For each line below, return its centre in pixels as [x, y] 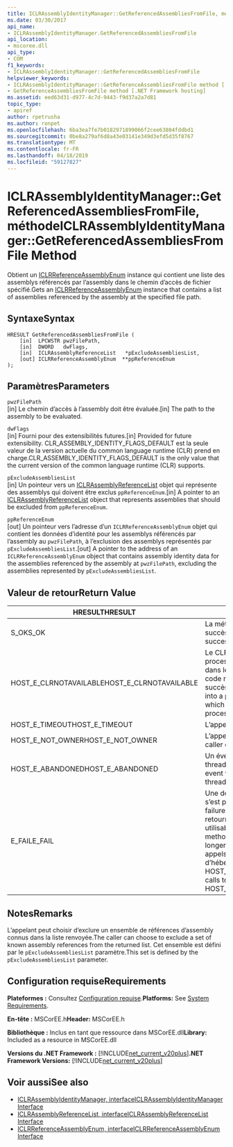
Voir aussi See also [48, 1083]
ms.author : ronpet [34, 123]
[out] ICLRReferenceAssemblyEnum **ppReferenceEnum [97, 359]
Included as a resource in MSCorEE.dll [62, 1039]
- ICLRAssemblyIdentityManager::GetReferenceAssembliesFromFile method [113, 85]
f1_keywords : [26, 65]
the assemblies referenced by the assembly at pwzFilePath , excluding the [112, 564]
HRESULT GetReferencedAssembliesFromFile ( [71, 335]
